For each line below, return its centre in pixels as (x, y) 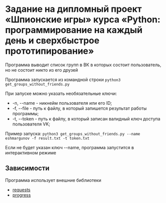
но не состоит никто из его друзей (42, 70)
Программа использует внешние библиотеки (53, 180)
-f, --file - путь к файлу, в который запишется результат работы (80, 108)
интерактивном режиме (31, 153)
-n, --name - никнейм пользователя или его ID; (62, 103)
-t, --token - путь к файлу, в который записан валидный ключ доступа (86, 119)
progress (22, 195)
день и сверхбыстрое (52, 41)
